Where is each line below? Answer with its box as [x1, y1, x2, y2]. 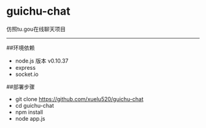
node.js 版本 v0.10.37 [15, 57, 69, 64]
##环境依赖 [6, 44, 35, 51]
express [15, 64, 36, 71]
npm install [15, 108, 44, 116]
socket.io [15, 70, 39, 78]
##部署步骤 [6, 83, 35, 90]
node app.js [15, 115, 45, 122]
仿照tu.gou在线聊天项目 [6, 25, 66, 32]
